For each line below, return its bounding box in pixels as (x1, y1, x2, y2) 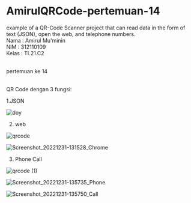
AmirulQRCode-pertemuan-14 (6, 4, 160, 18)
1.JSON (6, 97, 25, 105)
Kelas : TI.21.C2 (6, 49, 44, 56)
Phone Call (14, 155, 42, 163)
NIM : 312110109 (6, 43, 46, 50)
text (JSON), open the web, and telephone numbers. (6, 30, 136, 37)
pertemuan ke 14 (6, 67, 48, 74)
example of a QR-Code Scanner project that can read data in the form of (6, 24, 186, 31)
